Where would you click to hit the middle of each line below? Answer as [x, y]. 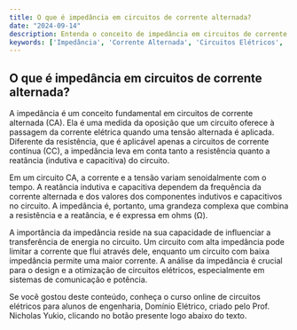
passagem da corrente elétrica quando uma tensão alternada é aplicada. [142, 132]
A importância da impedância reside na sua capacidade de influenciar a [140, 232]
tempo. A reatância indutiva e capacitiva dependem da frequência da [135, 187]
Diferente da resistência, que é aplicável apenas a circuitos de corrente [139, 142]
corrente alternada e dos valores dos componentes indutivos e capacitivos [146, 197]
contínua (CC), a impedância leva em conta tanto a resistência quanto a [140, 151]
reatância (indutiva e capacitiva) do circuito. [90, 161]
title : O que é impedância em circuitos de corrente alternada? [130, 17]
